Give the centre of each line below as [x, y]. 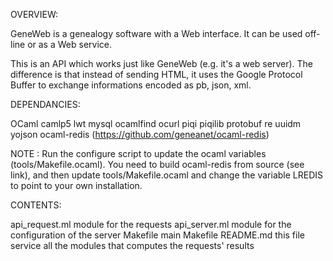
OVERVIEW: [34, 14]
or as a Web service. [69, 44]
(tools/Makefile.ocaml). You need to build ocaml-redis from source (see [157, 164]
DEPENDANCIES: [45, 104]
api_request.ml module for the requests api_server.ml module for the [151, 224]
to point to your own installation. [76, 185]
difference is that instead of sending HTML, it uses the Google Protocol [156, 74]
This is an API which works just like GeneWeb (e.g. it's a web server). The [161, 63]
